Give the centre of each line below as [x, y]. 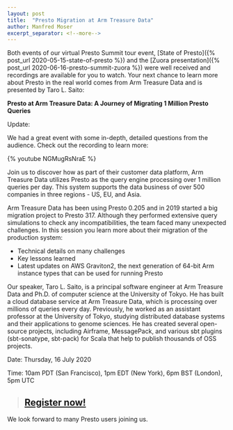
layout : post [26, 14]
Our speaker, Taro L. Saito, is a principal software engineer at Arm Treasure [115, 287]
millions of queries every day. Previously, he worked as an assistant [104, 309]
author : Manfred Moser [40, 26]
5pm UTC [21, 381]
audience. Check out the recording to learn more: [78, 145]
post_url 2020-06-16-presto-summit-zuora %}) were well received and [109, 68]
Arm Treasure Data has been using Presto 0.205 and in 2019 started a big [112, 208]
